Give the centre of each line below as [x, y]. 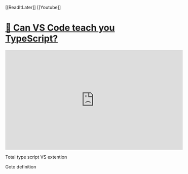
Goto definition [21, 166]
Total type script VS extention [36, 157]
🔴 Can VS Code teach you [60, 28]
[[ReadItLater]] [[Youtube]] [33, 7]
